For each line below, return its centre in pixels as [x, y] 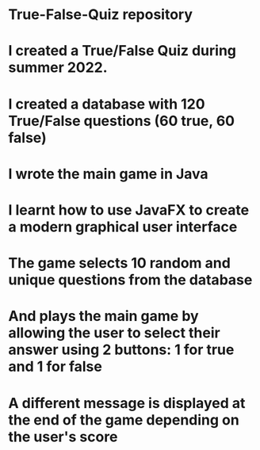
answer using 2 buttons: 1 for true [121, 350]
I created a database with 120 [107, 104]
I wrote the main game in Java [108, 174]
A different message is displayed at [127, 403]
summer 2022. [58, 68]
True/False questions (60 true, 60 [122, 121]
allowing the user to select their [114, 333]
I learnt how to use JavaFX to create [129, 210]
